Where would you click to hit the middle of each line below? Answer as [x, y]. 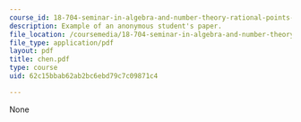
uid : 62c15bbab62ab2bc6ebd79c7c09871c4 [84, 76]
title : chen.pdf [39, 59]
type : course [34, 68]
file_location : [38, 34]
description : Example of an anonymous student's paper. [116, 26]
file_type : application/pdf [62, 43]
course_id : [30, 17]
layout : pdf [31, 51]
